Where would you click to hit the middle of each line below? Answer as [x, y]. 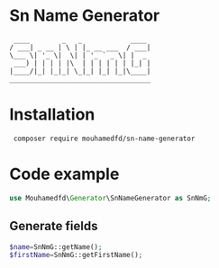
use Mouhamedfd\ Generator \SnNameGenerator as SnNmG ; [110, 198]
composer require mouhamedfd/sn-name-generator [104, 138]
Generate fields [54, 226]
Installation [52, 115]
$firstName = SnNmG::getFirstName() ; [76, 255]
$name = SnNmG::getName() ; [56, 247]
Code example [64, 174]
